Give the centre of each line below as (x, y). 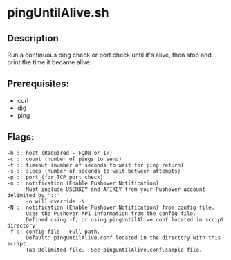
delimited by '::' (34, 195)
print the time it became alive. (49, 62)
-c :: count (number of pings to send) (65, 159)
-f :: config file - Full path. (54, 232)
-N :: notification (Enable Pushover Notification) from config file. (111, 207)
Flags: (21, 137)
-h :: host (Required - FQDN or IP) (60, 153)
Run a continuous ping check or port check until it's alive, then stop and (110, 55)
